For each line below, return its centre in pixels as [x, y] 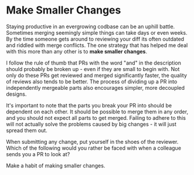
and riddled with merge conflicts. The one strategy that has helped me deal [97, 45]
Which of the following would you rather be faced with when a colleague [94, 148]
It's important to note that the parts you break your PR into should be [89, 105]
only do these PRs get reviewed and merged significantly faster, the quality [97, 75]
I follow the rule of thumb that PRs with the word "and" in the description [94, 63]
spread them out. [27, 130]
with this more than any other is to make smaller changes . [77, 51]
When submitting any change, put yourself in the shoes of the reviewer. [92, 142]
